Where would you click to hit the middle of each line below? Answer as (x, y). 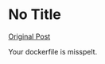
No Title (35, 15)
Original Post (29, 36)
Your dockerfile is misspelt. (53, 51)
